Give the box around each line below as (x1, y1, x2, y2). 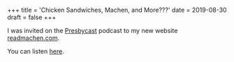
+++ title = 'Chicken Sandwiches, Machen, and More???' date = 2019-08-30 (7, 6, 227, 14)
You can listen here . (7, 48, 64, 55)
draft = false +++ (7, 13, 57, 21)
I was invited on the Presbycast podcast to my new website (7, 27, 178, 34)
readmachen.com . (7, 34, 60, 42)
